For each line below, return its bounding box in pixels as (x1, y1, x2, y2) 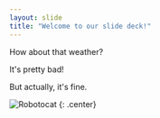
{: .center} (58, 98, 97, 109)
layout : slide (9, 13, 63, 23)
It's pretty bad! (9, 64, 65, 75)
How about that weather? (9, 46, 104, 57)
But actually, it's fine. (9, 81, 88, 92)
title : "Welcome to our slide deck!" (9, 22, 152, 31)
